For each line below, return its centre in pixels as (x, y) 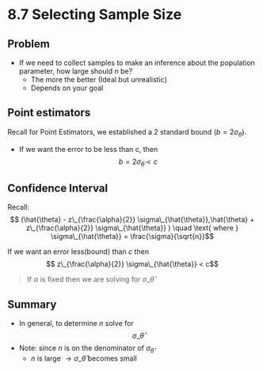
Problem (29, 44)
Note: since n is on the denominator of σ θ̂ (86, 349)
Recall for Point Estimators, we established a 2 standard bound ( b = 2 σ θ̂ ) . (127, 132)
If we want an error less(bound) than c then (78, 252)
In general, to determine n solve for (76, 324)
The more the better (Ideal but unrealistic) (99, 79)
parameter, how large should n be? (76, 71)
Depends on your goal (67, 88)
